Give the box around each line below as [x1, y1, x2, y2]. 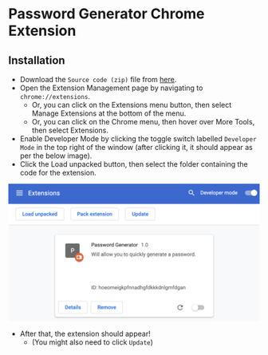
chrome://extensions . [19, 92, 90, 101]
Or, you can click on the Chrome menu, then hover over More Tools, [31, 117, 255, 126]
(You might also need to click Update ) [31, 337, 154, 347]
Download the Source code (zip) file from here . [19, 75, 177, 84]
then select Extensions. [31, 125, 109, 135]
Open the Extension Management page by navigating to [19, 83, 203, 93]
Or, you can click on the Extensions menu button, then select [31, 101, 232, 109]
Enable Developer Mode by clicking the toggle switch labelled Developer [19, 134, 257, 144]
